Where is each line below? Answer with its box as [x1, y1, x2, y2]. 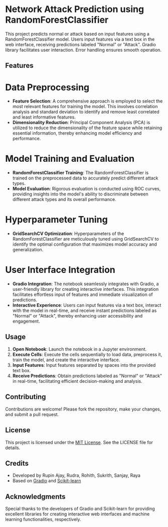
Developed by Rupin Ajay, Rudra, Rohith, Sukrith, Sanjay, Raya [12, 472, 140, 478]
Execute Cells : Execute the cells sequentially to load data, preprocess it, [12, 351, 162, 357]
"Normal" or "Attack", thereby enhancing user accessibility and [12, 313, 143, 319]
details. [5, 445, 21, 451]
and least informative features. [12, 114, 76, 120]
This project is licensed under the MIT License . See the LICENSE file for [5, 439, 153, 445]
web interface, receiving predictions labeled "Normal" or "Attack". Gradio [5, 41, 156, 47]
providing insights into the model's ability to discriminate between [12, 191, 149, 197]
